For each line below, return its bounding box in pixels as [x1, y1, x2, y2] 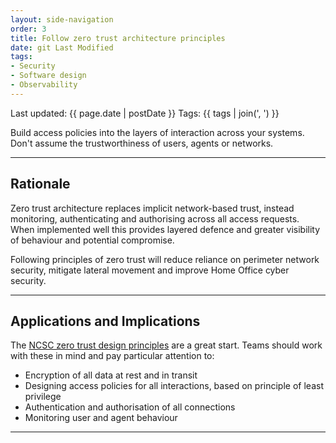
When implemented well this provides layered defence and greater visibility [10, 223, 321, 235]
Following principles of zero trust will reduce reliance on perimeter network [10, 253, 320, 265]
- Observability [10, 80, 78, 90]
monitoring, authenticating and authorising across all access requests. [10, 212, 300, 225]
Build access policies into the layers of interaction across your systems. [10, 126, 305, 138]
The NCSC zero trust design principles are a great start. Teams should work [10, 339, 323, 351]
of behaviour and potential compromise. [10, 234, 175, 246]
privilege [24, 391, 62, 403]
